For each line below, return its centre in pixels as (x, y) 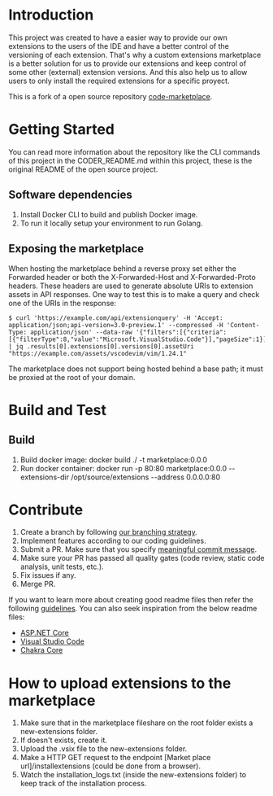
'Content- (243, 325)
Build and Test (58, 410)
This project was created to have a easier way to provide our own (118, 37)
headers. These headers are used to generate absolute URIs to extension (131, 286)
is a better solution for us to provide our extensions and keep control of (127, 63)
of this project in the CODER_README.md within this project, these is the (130, 160)
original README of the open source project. (83, 169)
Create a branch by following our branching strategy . (108, 532)
